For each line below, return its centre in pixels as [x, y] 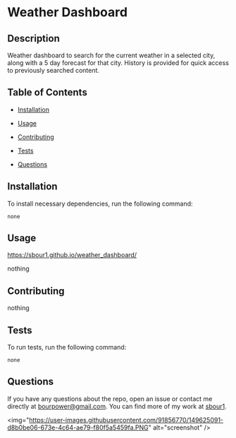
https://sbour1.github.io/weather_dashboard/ [72, 255]
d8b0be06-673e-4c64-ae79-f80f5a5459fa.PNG [78, 427]
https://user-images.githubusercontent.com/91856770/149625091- [126, 420]
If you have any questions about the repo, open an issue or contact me [110, 398]
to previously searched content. [54, 70]
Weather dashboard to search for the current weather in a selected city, [111, 55]
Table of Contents [48, 93]
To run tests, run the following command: [67, 348]
